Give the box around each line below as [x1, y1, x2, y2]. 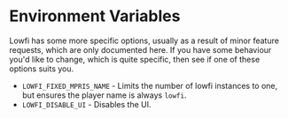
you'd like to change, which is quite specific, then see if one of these [9, 54, 261, 64]
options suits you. [9, 63, 74, 74]
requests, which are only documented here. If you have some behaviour [9, 44, 272, 55]
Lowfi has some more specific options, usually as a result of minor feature [9, 35, 279, 46]
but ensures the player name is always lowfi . [21, 90, 187, 100]
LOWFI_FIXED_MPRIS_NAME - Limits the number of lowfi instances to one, [21, 80, 278, 91]
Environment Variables [9, 6, 181, 26]
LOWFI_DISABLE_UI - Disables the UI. [21, 99, 152, 109]
